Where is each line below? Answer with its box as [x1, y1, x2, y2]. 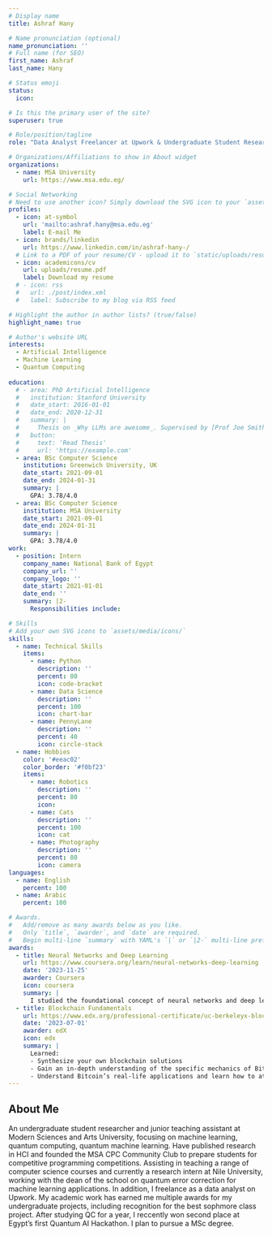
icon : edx [23, 1035, 57, 1043]
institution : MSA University [23, 507, 121, 515]
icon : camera [37, 861, 82, 869]
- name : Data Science [29, 687, 104, 695]
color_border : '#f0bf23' [23, 763, 107, 771]
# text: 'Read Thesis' [15, 439, 107, 447]
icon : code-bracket [37, 680, 104, 688]
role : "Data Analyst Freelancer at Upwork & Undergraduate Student [8, 139, 241, 147]
